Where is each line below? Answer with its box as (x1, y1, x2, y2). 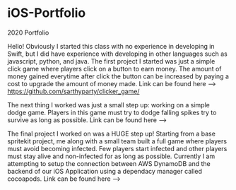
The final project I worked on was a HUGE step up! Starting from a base (7, 129, 216, 138)
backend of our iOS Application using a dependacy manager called (7, 167, 203, 175)
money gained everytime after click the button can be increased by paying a (7, 72, 230, 81)
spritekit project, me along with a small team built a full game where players (7, 136, 228, 146)
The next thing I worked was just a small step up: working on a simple (7, 100, 210, 109)
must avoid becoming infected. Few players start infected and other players (7, 144, 228, 153)
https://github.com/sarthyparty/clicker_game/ (7, 87, 140, 95)
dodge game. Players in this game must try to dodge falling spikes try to (7, 108, 217, 117)
